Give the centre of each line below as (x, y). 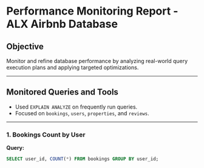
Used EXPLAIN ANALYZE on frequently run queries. (76, 107)
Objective (25, 46)
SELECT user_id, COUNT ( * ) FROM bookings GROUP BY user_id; (83, 159)
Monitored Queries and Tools (62, 92)
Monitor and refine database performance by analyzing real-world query (97, 61)
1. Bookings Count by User (46, 135)
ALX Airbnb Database (62, 24)
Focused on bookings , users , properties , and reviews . (82, 113)
